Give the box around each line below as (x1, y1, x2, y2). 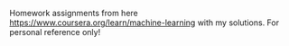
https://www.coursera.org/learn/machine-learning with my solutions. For (9, 17, 280, 28)
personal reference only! (9, 27, 101, 37)
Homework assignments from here (9, 8, 138, 18)
